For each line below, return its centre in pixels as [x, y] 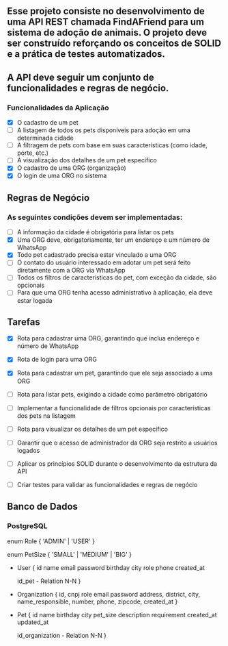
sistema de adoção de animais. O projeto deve [107, 33]
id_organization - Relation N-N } [62, 635]
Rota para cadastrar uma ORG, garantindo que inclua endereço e [108, 338]
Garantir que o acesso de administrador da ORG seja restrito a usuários [117, 443]
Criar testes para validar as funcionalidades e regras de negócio [107, 484]
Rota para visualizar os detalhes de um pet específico [92, 429]
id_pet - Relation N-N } [49, 581]
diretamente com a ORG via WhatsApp [71, 271]
